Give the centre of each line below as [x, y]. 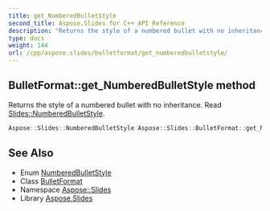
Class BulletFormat [51, 181]
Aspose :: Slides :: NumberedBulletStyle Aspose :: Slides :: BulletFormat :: [127, 128]
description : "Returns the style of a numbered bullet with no [117, 30]
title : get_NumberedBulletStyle [62, 16]
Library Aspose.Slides [56, 198]
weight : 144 [28, 46]
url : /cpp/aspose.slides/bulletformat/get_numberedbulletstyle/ [118, 53]
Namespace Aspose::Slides [65, 189]
